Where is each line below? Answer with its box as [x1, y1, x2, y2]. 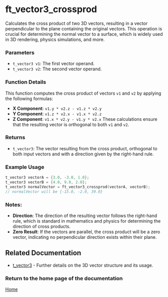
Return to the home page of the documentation [5, 275, 123, 282]
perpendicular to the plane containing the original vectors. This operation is [5, 25, 162, 31]
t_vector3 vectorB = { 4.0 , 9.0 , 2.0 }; [5, 180, 87, 185]
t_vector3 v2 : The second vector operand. [12, 66, 102, 72]
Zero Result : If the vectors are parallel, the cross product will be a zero [12, 229, 160, 235]
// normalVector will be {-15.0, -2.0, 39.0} [5, 189, 103, 194]
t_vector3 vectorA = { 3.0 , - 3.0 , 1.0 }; [5, 175, 90, 180]
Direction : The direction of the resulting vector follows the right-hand [12, 213, 157, 219]
